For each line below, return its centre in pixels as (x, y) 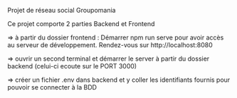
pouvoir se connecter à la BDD (52, 87)
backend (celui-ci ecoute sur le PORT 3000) (72, 66)
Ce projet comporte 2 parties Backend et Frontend (81, 24)
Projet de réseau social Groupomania (62, 10)
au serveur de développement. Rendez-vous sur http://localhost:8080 (110, 45)
